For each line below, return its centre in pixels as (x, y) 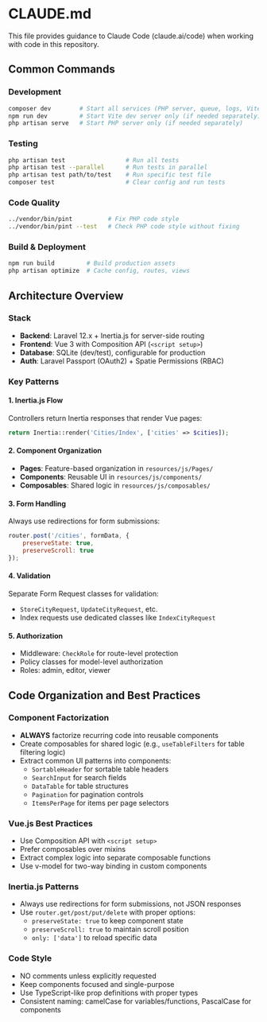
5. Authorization (36, 635)
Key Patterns (34, 381)
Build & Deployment (47, 247)
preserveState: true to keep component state (107, 921)
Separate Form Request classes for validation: (83, 593)
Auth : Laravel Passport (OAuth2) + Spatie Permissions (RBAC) (122, 361)
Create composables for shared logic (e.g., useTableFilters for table (132, 744)
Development (35, 92)
